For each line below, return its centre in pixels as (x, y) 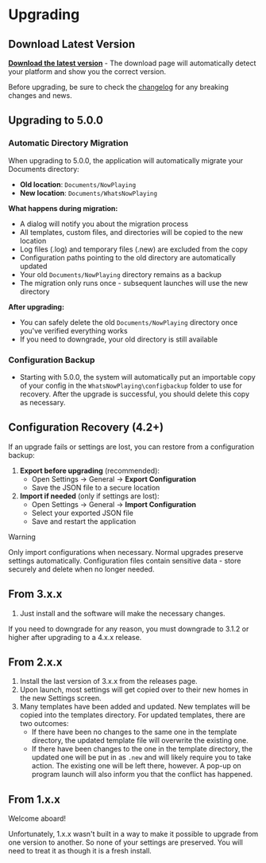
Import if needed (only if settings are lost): (89, 496)
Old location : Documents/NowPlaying (78, 184)
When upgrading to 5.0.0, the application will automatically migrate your (126, 160)
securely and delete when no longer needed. (81, 569)
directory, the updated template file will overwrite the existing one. (140, 740)
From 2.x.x (35, 662)
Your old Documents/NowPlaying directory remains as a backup (121, 274)
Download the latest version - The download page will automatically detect (132, 63)
